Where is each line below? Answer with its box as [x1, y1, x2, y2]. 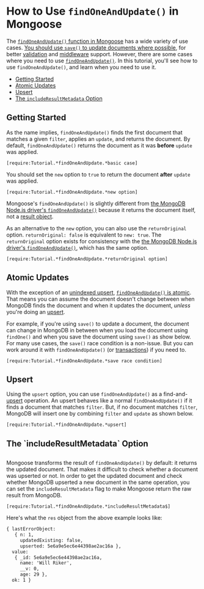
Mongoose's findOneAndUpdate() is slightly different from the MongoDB [6, 200, 186, 207]
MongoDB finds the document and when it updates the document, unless [6, 301, 191, 309]
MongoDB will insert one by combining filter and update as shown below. [6, 410, 194, 417]
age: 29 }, [20, 571, 48, 578]
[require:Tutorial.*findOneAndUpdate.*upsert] [6, 422, 127, 428]
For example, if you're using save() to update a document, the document [6, 320, 189, 327]
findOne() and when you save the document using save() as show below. [6, 333, 191, 340]
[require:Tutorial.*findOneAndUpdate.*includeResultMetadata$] [6, 503, 171, 510]
